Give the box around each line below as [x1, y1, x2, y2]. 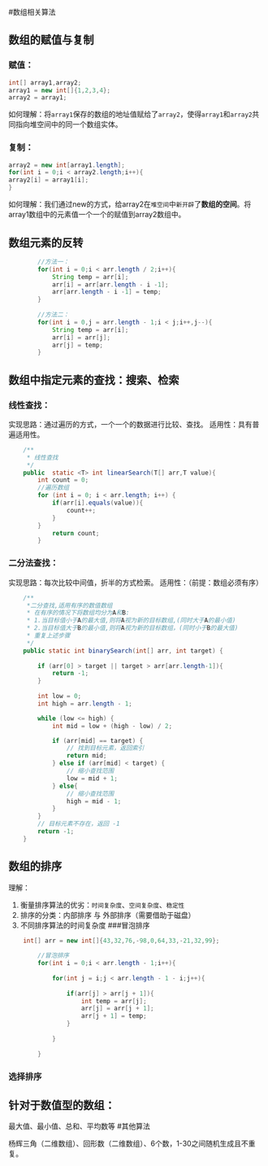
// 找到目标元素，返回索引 [66, 744, 145, 753]
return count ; [51, 529, 100, 537]
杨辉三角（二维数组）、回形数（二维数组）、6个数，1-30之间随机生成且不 [8, 1138, 249, 1149]
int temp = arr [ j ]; [80, 997, 148, 1005]
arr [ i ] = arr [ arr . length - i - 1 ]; [51, 280, 169, 289]
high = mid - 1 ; [66, 797, 122, 806]
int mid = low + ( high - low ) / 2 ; [51, 722, 173, 730]
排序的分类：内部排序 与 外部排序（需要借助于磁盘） [19, 910, 196, 919]
